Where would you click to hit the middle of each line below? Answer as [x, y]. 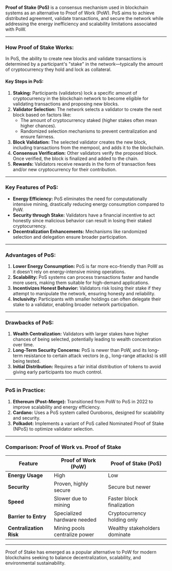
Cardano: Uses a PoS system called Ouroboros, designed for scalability [89, 412]
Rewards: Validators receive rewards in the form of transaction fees [84, 164]
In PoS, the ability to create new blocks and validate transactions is [76, 59]
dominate [120, 534]
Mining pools [69, 528]
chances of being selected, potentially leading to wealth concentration [87, 340]
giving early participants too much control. [57, 372]
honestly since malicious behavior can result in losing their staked [82, 220]
